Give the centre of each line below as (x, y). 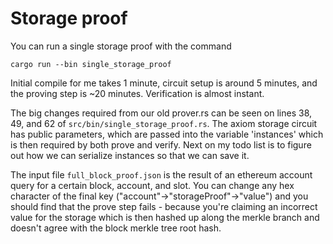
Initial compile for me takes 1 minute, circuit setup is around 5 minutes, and (164, 83)
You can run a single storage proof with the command (121, 46)
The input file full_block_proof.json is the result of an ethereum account (161, 174)
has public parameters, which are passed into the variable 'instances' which (167, 134)
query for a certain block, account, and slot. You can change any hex (152, 185)
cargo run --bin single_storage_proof (91, 64)
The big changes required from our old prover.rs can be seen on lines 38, (161, 113)
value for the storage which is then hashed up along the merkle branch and (165, 217)
